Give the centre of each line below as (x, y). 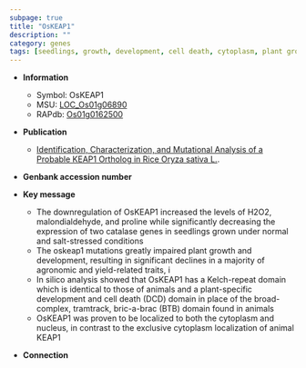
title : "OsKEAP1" (42, 26)
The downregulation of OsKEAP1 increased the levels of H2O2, (154, 212)
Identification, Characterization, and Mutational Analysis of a (150, 150)
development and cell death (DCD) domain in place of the (144, 299)
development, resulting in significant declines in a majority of (151, 261)
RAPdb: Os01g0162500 (80, 114)
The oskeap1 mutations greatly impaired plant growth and (144, 251)
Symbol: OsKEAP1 (70, 95)
